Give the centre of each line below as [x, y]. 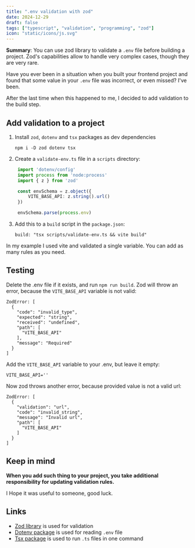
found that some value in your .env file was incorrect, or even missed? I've [97, 81]
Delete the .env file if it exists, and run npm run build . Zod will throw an [92, 285]
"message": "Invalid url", [50, 417]
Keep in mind [31, 461]
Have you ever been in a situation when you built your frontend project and [97, 74]
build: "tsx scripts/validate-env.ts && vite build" [81, 235]
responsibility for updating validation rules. [60, 481]
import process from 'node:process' [62, 175]
